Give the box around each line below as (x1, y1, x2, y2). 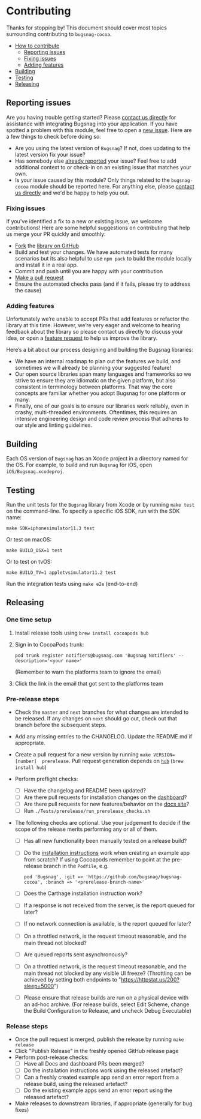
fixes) (14, 1106, 29, 1114)
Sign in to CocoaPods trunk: (14, 641, 84, 648)
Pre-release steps (6, 695, 60, 703)
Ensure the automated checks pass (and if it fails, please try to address (14, 280, 190, 288)
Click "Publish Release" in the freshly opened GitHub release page (14, 1048, 179, 1055)
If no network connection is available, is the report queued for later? (23, 920, 191, 927)
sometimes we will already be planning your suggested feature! (14, 364, 172, 372)
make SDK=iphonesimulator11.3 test (6, 525, 95, 531)
